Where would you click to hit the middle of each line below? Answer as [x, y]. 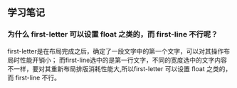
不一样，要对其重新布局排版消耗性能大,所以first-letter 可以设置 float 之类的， [120, 68]
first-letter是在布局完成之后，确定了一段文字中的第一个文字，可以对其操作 [116, 51]
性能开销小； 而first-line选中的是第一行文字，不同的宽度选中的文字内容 [123, 60]
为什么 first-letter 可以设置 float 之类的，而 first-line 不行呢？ [113, 34]
